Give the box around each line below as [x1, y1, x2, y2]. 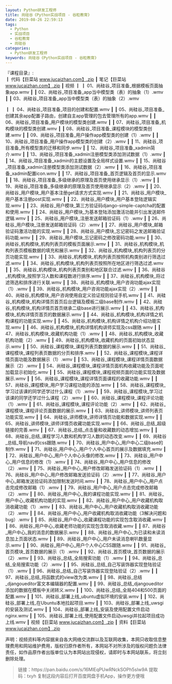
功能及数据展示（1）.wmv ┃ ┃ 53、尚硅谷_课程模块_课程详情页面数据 [18, 356, 163, 363]
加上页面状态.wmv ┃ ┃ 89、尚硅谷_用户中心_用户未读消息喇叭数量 [9, 536, 148, 542]
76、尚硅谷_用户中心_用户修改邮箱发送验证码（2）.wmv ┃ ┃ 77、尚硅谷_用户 [5, 472, 166, 478]
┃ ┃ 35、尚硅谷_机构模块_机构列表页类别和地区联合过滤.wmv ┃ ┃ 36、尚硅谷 [5, 267, 165, 273]
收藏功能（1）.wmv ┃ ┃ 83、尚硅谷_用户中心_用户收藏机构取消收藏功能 [9, 504, 159, 510]
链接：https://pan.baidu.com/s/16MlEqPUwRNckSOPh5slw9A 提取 [17, 667, 158, 673]
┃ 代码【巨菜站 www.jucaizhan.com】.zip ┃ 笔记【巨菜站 [5, 76, 126, 83]
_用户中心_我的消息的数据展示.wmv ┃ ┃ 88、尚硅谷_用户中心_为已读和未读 [5, 529, 161, 536]
